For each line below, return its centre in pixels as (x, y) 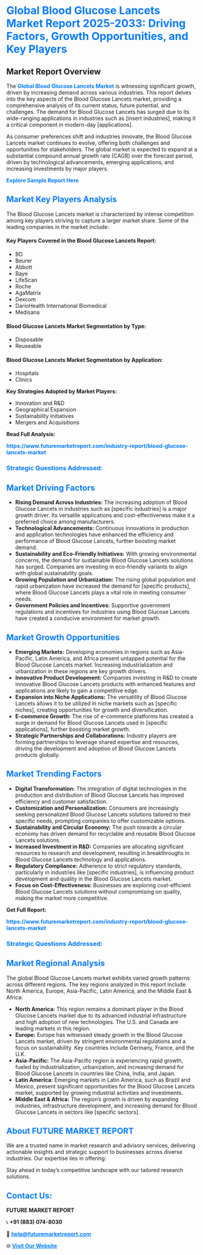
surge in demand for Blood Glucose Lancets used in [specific (91, 722)
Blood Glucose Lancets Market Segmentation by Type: (76, 326)
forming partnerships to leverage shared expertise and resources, (97, 742)
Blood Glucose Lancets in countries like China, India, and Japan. (95, 1073)
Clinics (23, 380)
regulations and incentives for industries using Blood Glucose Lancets (102, 612)
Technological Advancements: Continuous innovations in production (102, 528)
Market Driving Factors (51, 488)
